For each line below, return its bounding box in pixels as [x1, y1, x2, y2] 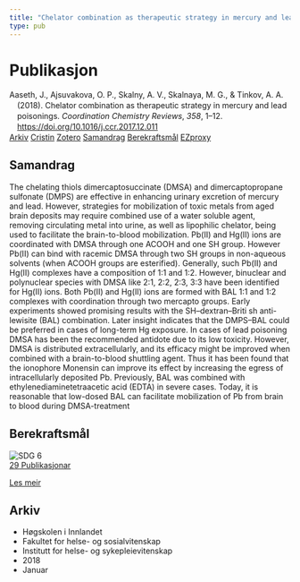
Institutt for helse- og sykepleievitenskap [21, 545, 173, 556]
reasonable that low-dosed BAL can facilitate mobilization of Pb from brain [9, 390, 284, 401]
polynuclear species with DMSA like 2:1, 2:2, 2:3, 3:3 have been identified [9, 277, 279, 287]
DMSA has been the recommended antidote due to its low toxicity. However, [9, 333, 289, 345]
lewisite [9, 314, 37, 325]
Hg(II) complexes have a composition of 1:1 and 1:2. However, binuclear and [9, 267, 287, 278]
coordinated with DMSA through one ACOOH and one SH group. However [9, 238, 281, 249]
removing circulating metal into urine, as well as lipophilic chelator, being [9, 219, 277, 230]
